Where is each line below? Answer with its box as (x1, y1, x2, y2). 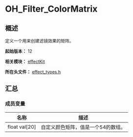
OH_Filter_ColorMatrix (5, 3, 98, 15)
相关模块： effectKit (5, 59, 45, 64)
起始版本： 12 (5, 48, 33, 54)
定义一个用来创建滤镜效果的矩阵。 (5, 38, 74, 43)
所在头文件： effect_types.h (5, 69, 61, 75)
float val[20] (7, 123, 37, 130)
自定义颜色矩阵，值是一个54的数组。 (41, 123, 126, 130)
